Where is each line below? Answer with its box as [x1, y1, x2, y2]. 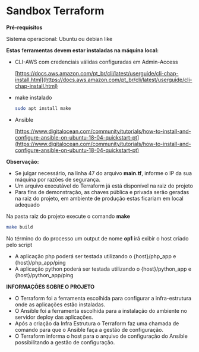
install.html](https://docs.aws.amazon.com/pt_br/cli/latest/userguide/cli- [14, 76, 192, 83]
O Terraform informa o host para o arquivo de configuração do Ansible [14, 332, 188, 340]
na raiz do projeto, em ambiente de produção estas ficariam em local [14, 195, 184, 202]
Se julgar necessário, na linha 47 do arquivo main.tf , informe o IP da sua [14, 169, 192, 176]
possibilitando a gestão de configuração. [14, 338, 115, 345]
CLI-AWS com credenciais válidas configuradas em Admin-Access [14, 58, 178, 65]
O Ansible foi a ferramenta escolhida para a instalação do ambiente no [14, 307, 187, 314]
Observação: [6, 158, 39, 165]
